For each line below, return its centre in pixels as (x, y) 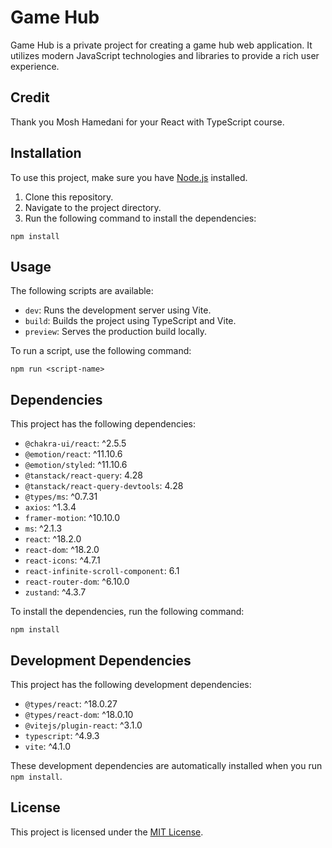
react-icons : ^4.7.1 (62, 560)
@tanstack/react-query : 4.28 (83, 475)
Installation (46, 153)
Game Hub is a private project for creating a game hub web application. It (161, 45)
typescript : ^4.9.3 (62, 735)
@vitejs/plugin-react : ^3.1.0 (83, 725)
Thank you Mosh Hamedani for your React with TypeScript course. (147, 122)
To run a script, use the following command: (101, 351)
